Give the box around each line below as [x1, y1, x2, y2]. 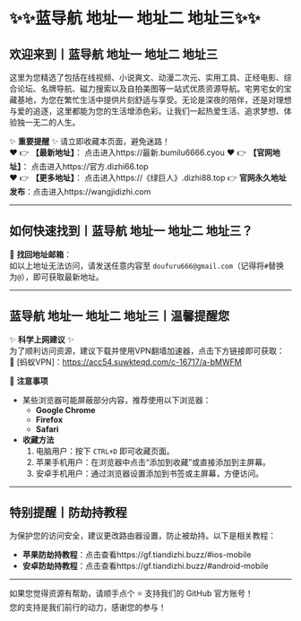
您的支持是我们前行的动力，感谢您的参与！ [9, 602, 167, 613]
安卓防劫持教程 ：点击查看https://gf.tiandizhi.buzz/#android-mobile [21, 561, 269, 572]
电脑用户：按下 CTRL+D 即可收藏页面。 [35, 445, 175, 456]
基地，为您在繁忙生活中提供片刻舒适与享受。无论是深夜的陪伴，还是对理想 [16, 95, 292, 105]
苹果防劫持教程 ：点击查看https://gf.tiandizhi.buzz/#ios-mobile [21, 549, 252, 560]
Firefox [35, 414, 64, 425]
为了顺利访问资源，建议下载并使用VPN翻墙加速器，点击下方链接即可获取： [9, 345, 285, 356]
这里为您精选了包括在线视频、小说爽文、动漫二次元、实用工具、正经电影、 [9, 73, 284, 82]
